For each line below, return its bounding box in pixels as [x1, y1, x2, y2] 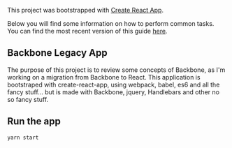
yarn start [7, 134, 39, 141]
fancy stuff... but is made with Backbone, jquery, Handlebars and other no [7, 87, 220, 96]
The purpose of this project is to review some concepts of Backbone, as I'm [7, 66, 226, 74]
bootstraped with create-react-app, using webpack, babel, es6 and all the [7, 80, 220, 89]
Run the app [7, 115, 61, 128]
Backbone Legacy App [7, 47, 108, 59]
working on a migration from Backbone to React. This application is [7, 73, 201, 81]
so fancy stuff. [7, 95, 49, 103]
